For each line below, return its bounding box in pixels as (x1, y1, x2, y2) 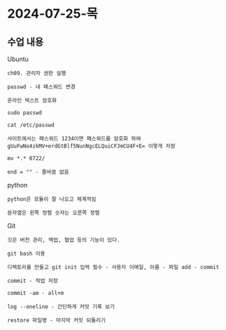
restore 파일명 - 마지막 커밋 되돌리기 (7, 317, 106, 324)
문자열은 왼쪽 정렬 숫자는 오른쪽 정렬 (7, 209, 100, 216)
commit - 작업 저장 (7, 277, 58, 284)
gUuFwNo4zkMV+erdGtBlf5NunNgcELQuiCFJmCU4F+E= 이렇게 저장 (7, 143, 176, 150)
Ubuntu (7, 55, 29, 63)
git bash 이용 (7, 250, 45, 257)
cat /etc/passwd (7, 121, 55, 128)
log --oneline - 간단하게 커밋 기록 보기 (7, 303, 115, 310)
